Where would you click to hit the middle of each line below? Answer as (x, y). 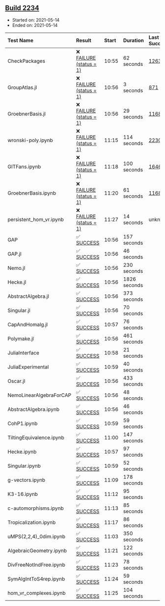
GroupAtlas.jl (22, 87)
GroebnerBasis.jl (27, 114)
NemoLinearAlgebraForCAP (40, 395)
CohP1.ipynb (23, 423)
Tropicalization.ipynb (32, 522)
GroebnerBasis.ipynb (32, 193)
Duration (133, 40)
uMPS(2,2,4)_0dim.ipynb (36, 536)
